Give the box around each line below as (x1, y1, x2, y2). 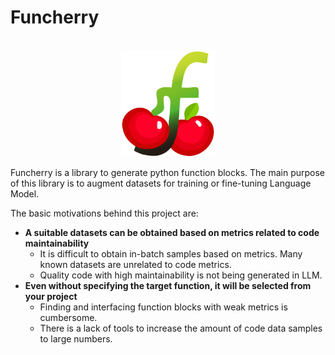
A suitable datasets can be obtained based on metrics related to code (24, 226, 320, 238)
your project (24, 290, 78, 302)
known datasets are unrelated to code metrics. (39, 258, 232, 270)
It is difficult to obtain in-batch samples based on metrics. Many (39, 247, 303, 260)
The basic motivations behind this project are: (10, 207, 199, 219)
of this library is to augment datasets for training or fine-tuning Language (10, 177, 312, 189)
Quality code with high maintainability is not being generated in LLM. (39, 269, 323, 281)
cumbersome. (39, 311, 98, 323)
